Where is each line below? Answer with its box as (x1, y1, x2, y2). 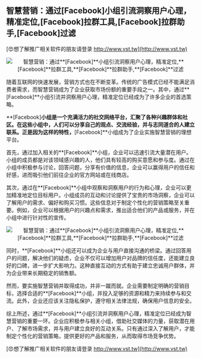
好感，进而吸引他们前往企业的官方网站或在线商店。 (6, 171, 132, 178)
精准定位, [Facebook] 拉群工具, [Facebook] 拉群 (6, 17, 178, 27)
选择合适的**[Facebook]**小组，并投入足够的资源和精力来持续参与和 (16, 290, 187, 297)
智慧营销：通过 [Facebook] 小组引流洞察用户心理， (6, 5, 191, 16)
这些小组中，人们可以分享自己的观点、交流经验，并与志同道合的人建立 (22, 121, 195, 128)
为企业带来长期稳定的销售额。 (6, 269, 80, 276)
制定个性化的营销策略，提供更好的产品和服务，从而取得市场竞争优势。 (6, 332, 179, 339)
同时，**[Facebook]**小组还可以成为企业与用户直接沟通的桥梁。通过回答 (6, 246, 187, 254)
